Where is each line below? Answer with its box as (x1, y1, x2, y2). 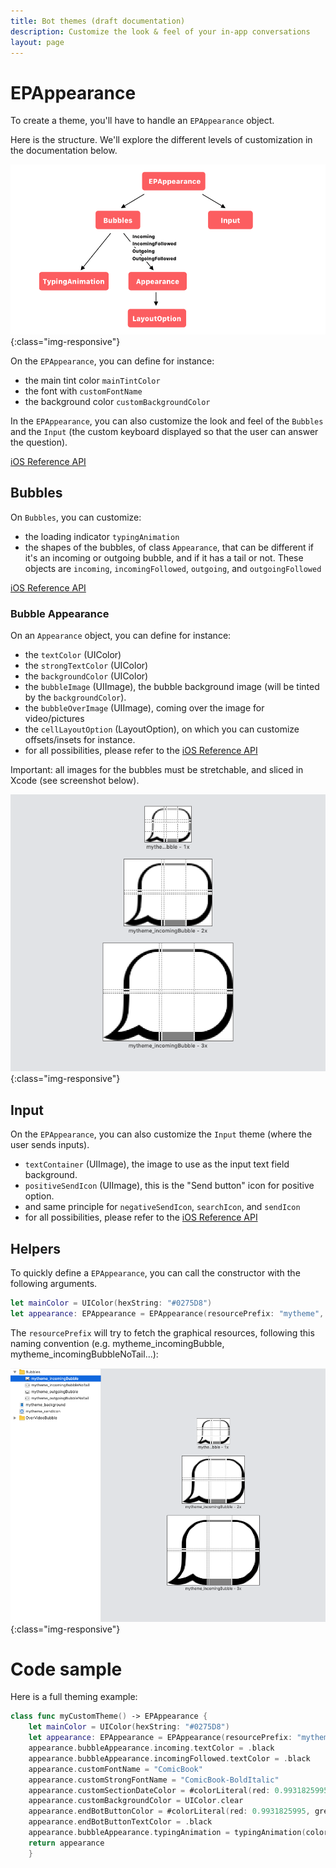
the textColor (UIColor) (24, 648, 122, 660)
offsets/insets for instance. (24, 733, 136, 745)
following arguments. (10, 1277, 98, 1289)
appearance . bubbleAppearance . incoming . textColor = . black (28, 1743, 275, 1754)
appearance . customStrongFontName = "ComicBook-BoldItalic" (28, 1775, 280, 1785)
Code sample (10, 1658, 123, 1680)
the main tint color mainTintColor (24, 374, 161, 386)
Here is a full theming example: (10, 1691, 138, 1703)
